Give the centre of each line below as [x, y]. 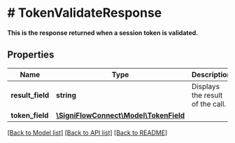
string [66, 95]
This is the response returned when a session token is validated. [103, 32]
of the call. [209, 104]
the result [207, 95]
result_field [30, 95]
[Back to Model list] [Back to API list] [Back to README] [87, 132]
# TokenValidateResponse [85, 13]
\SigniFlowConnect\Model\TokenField [120, 115]
